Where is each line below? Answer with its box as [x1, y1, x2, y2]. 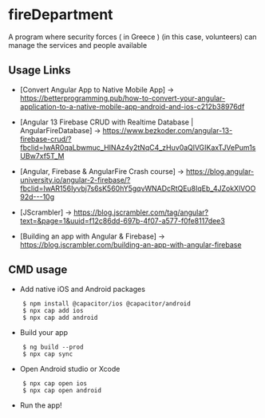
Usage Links [8, 64, 71, 77]
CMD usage [8, 263, 68, 277]
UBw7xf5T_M [19, 151, 65, 160]
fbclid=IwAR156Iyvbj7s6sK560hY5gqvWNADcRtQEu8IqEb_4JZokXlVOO [19, 183, 256, 193]
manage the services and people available [8, 40, 148, 49]
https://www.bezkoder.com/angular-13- [102, 125, 233, 135]
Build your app [19, 327, 69, 337]
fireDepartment [8, 6, 113, 24]
